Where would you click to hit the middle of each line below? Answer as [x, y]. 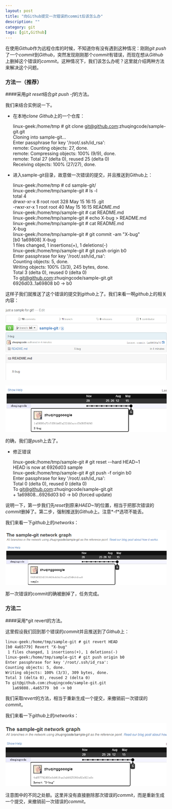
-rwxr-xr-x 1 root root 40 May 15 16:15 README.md [66, 207]
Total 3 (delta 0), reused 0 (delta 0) [50, 272]
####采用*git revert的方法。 [35, 620]
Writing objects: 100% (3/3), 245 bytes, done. [61, 267]
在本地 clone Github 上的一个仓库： [49, 116]
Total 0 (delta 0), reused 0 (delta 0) [50, 484]
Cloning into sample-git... [39, 137]
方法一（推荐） [24, 82]
